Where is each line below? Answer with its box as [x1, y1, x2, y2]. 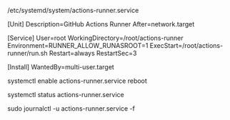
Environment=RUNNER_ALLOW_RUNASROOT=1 [7, 41, 149, 49]
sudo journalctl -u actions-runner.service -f [7, 104, 136, 113]
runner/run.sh [7, 49, 48, 57]
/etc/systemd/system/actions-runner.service [7, 6, 139, 14]
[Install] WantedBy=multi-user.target [7, 63, 114, 71]
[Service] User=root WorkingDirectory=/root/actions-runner [7, 34, 184, 42]
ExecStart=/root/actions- [149, 41, 224, 49]
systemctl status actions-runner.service [7, 91, 124, 99]
